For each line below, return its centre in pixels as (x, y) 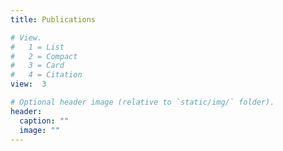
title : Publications (53, 19)
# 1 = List (37, 47)
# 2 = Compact (44, 56)
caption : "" (44, 121)
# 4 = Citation (46, 75)
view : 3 (28, 84)
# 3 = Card (37, 66)
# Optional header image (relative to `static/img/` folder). (142, 102)
